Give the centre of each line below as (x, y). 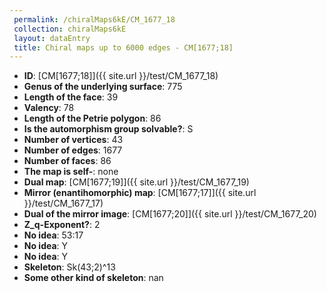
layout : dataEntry (52, 38)
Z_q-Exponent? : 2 (62, 225)
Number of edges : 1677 (73, 150)
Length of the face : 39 (71, 97)
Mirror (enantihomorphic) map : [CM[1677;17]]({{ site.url (140, 193)
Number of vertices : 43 (73, 140)
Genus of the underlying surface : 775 (103, 87)
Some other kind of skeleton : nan (93, 278)
